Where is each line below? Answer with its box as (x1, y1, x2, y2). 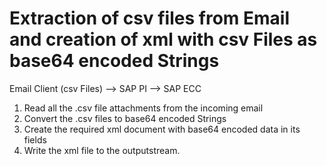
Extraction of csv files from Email (9, 7, 290, 30)
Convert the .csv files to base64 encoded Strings (23, 112, 227, 124)
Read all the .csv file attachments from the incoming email (23, 102, 264, 114)
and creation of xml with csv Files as (9, 28, 318, 51)
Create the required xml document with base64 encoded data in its (23, 123, 301, 135)
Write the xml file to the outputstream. (23, 144, 181, 156)
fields (23, 133, 47, 146)
